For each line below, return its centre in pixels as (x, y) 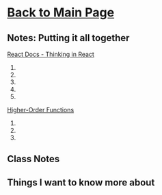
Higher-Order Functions (41, 110)
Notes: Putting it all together (68, 38)
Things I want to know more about (81, 182)
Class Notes (33, 159)
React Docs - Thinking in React (51, 54)
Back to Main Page (61, 13)
